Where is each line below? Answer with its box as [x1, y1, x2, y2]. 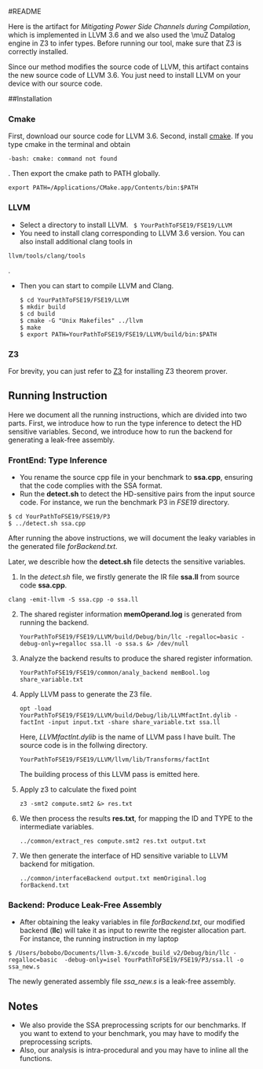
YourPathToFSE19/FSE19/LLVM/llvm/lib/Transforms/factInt [19, 756, 210, 763]
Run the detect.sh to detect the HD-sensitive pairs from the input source [19, 489, 255, 498]
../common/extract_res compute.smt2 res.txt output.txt [19, 837, 206, 845]
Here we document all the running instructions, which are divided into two [8, 410, 247, 419]
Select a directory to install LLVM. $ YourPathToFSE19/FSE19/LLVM [19, 220, 232, 229]
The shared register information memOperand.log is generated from [19, 610, 242, 619]
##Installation [8, 94, 53, 103]
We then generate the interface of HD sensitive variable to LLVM [19, 851, 228, 860]
